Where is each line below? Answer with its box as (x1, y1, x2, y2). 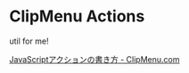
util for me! (9, 36, 49, 46)
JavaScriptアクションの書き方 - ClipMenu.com (9, 53, 180, 64)
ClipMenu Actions (9, 6, 145, 27)
